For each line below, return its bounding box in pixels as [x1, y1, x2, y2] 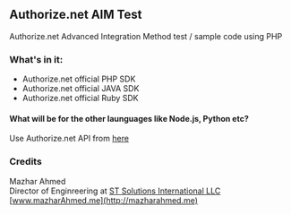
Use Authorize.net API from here [9, 133, 130, 144]
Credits [9, 156, 42, 168]
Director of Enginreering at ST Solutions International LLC [9, 185, 221, 196]
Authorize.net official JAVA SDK [21, 83, 140, 94]
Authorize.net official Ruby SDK [21, 93, 139, 104]
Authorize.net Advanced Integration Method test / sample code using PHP [9, 30, 283, 41]
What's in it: [9, 53, 64, 65]
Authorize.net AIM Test [9, 7, 142, 22]
